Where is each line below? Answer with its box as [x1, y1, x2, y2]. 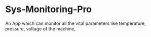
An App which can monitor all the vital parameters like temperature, [5, 20, 146, 26]
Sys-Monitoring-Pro [5, 4, 92, 15]
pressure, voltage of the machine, [5, 25, 76, 31]
